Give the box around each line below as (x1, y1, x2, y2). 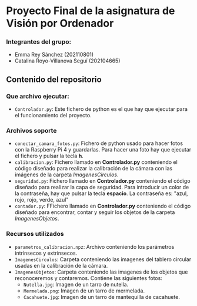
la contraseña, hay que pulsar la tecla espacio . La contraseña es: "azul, (14, 190, 188, 197)
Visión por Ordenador (6, 17, 114, 30)
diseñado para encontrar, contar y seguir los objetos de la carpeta (14, 209, 175, 216)
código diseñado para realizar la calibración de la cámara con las (14, 165, 172, 172)
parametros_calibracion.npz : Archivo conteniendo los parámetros (14, 243, 175, 250)
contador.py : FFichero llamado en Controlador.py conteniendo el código (14, 202, 191, 210)
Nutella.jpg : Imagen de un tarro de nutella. (23, 281, 129, 288)
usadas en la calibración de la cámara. (14, 262, 108, 269)
